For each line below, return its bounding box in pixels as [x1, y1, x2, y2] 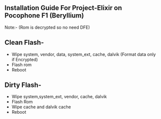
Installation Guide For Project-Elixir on [4, 4, 122, 12]
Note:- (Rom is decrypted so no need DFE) [4, 24, 90, 30]
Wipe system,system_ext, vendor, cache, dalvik [11, 94, 107, 100]
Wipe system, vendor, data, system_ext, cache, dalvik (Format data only [11, 51, 156, 57]
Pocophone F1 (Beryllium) [4, 12, 84, 20]
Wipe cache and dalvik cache [11, 104, 71, 110]
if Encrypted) [11, 56, 38, 62]
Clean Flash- [4, 38, 44, 47]
